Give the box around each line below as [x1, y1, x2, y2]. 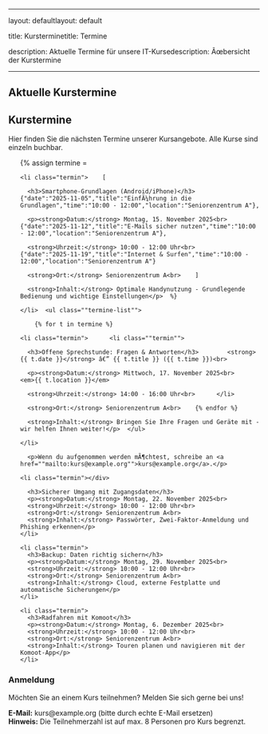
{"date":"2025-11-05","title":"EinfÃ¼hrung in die [19, 195, 192, 203]
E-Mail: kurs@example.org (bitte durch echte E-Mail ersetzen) [8, 708, 214, 717]
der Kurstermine [8, 55, 61, 65]
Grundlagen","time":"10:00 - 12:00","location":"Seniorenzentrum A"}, [19, 201, 260, 210]
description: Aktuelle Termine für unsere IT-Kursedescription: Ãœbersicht [8, 47, 250, 56]
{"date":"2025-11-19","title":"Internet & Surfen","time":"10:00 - [19, 251, 249, 259]
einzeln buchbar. [8, 143, 64, 153]
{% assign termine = [19, 158, 88, 168]
